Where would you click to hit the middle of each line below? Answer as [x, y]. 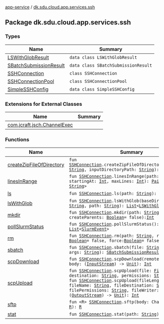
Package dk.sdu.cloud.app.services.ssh [68, 22]
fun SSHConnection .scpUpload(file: [110, 271]
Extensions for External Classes [44, 104]
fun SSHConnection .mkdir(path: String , [115, 212]
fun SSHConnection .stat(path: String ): [115, 314]
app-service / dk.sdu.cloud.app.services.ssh [50, 7]
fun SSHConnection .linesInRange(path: [114, 176]
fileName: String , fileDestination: [112, 286]
